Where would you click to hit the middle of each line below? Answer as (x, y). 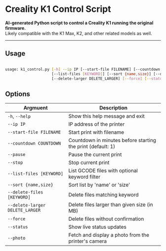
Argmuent (36, 108)
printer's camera (88, 241)
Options (18, 94)
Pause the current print (95, 154)
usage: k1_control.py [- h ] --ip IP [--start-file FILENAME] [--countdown (83, 69)
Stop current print (89, 163)
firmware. (16, 28)
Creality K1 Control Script (58, 9)
